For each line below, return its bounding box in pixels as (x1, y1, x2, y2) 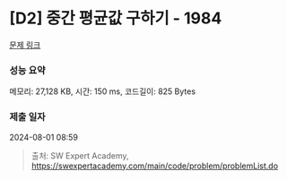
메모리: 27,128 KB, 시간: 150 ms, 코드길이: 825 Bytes (9, 86, 196, 97)
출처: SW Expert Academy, (30, 150, 129, 161)
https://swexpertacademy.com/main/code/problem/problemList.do (30, 160, 279, 171)
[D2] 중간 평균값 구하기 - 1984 (9, 8, 222, 29)
